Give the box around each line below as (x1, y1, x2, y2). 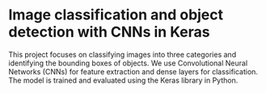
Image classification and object (8, 6, 224, 24)
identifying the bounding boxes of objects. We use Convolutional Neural (8, 58, 248, 68)
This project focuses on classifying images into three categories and (8, 49, 237, 59)
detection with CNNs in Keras (8, 23, 210, 41)
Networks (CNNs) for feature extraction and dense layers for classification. (8, 66, 259, 76)
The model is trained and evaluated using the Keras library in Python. (8, 75, 239, 85)
